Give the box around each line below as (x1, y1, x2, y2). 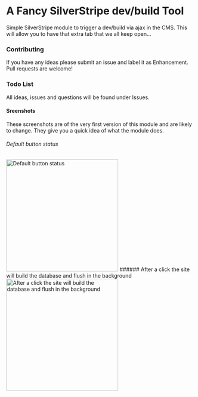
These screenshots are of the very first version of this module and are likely (6, 121, 192, 128)
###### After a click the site (119, 266, 190, 273)
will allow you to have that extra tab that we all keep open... (6, 30, 151, 37)
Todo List (6, 80, 34, 88)
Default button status (6, 140, 58, 147)
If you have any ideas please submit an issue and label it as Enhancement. (6, 59, 189, 66)
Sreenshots (6, 107, 36, 115)
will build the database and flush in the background (6, 272, 132, 279)
